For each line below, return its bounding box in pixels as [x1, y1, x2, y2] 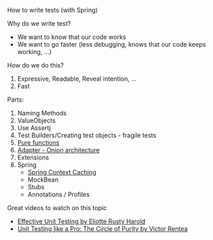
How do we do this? [7, 61, 64, 69]
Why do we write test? [7, 19, 71, 27]
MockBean [27, 175, 59, 184]
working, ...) [17, 48, 52, 56]
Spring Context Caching [27, 168, 96, 176]
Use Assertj [17, 124, 51, 131]
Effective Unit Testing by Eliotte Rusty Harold [17, 217, 146, 225]
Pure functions [17, 138, 60, 147]
